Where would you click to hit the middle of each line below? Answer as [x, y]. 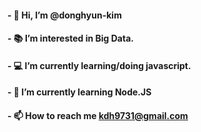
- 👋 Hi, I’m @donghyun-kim [64, 15]
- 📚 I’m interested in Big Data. [70, 38]
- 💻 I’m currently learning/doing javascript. [99, 65]
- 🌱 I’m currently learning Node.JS [79, 92]
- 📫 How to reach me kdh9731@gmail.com [98, 115]
